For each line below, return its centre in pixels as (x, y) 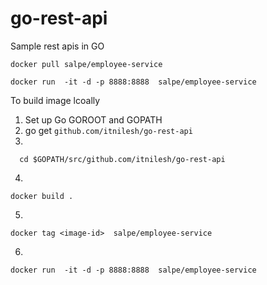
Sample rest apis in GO (57, 46)
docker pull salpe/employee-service (86, 64)
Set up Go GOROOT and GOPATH (93, 119)
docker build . (42, 196)
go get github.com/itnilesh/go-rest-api (108, 130)
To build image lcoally (55, 100)
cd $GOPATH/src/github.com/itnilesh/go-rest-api (122, 159)
